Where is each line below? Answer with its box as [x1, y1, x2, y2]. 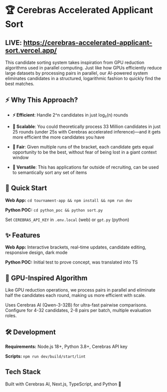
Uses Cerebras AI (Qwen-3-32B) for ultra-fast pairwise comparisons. [5, 302, 148, 308]
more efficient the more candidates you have [12, 134, 105, 140]
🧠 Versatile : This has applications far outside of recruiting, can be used [12, 164, 159, 170]
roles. [5, 312, 17, 318]
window [12, 154, 29, 160]
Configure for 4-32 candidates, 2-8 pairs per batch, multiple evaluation [5, 307, 152, 313]
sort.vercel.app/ [5, 46, 57, 54]
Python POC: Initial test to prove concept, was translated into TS [5, 259, 138, 265]
